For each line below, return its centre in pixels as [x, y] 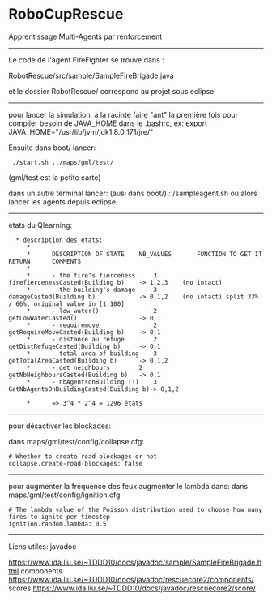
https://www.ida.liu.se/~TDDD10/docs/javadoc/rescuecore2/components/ [132, 579]
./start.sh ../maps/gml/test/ [63, 162]
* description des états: [59, 240]
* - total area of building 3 [92, 354]
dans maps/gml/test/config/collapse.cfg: [76, 441]
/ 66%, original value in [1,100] [67, 304]
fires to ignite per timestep [59, 517]
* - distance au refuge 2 [92, 339]
